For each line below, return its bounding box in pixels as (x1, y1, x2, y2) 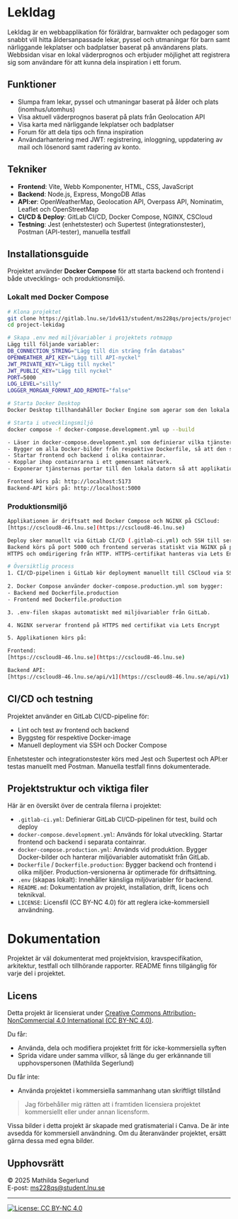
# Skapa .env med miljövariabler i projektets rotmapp (7, 335, 173, 342)
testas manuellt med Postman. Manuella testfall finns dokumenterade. (7, 762, 211, 771)
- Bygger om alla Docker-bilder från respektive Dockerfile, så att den (7, 445, 227, 453)
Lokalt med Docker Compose (7, 292, 109, 302)
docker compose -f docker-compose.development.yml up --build (7, 426, 195, 433)
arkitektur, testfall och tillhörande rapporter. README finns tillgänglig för (7, 962, 217, 970)
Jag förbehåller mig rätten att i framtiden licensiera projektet (24, 1100, 200, 1109)
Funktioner (7, 79, 57, 91)
